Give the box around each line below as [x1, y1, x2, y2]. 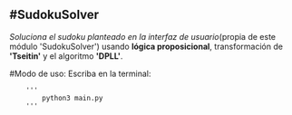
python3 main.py [42, 93, 103, 102]
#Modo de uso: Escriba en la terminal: [9, 68, 151, 79]
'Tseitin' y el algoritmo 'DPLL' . [9, 50, 123, 62]
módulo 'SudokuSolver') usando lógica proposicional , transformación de [9, 41, 284, 52]
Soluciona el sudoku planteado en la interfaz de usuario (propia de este [9, 31, 277, 42]
